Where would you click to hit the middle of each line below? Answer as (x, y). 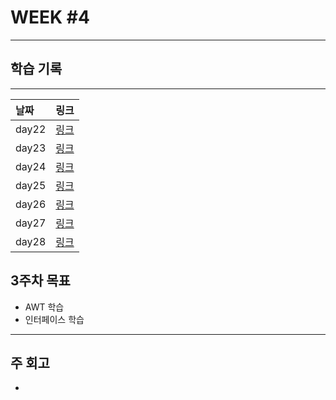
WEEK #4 (50, 17)
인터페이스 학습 (54, 319)
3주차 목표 (40, 281)
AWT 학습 (44, 307)
